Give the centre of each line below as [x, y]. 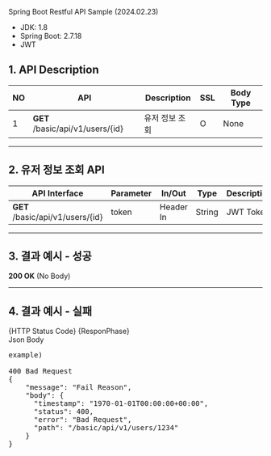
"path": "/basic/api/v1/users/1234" [106, 428]
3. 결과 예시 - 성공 [50, 257]
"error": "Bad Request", [83, 420]
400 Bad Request [40, 372]
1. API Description [54, 70]
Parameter [131, 193]
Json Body [26, 340]
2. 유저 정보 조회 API [56, 170]
